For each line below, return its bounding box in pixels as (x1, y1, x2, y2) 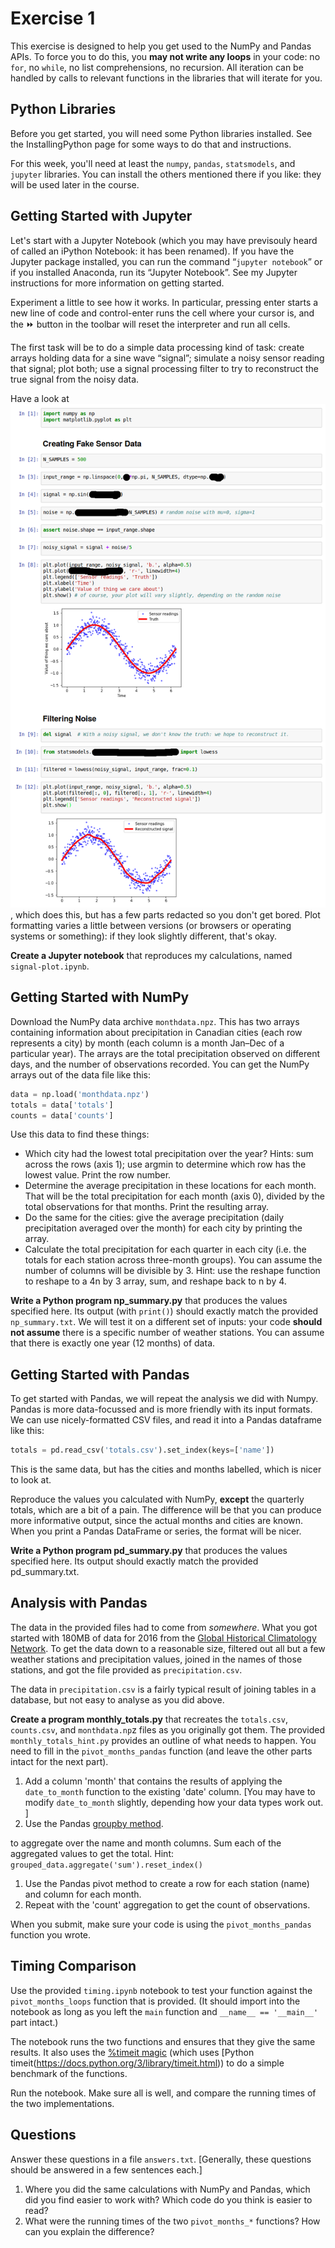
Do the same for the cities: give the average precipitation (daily (24, 1212, 285, 1224)
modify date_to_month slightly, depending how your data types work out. (24, 1796, 324, 1808)
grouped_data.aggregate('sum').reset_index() (10, 1860, 203, 1870)
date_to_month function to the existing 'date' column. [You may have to (24, 1785, 316, 1797)
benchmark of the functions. (10, 2067, 128, 2079)
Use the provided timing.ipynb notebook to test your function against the (10, 1984, 313, 1996)
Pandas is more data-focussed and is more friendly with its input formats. (10, 1403, 313, 1416)
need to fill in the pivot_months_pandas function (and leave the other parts (10, 1745, 313, 1757)
